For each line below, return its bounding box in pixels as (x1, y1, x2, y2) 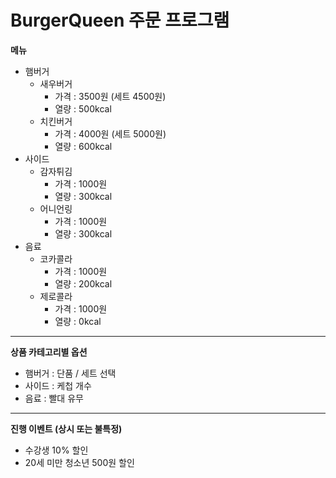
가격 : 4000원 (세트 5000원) (54, 127, 167, 140)
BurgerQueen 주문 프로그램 (10, 9, 230, 32)
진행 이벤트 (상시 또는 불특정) (10, 422, 123, 435)
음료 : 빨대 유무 (24, 392, 84, 404)
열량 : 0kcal (54, 315, 102, 327)
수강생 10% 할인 (24, 444, 89, 456)
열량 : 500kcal (54, 102, 112, 115)
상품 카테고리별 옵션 (10, 346, 88, 358)
